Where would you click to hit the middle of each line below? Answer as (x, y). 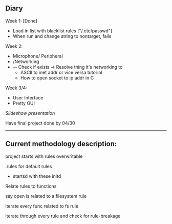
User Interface (28, 97)
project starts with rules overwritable (44, 156)
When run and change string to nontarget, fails (62, 36)
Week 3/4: (16, 88)
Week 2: (14, 46)
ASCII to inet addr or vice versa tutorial (61, 72)
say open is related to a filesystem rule (46, 196)
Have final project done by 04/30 (40, 123)
